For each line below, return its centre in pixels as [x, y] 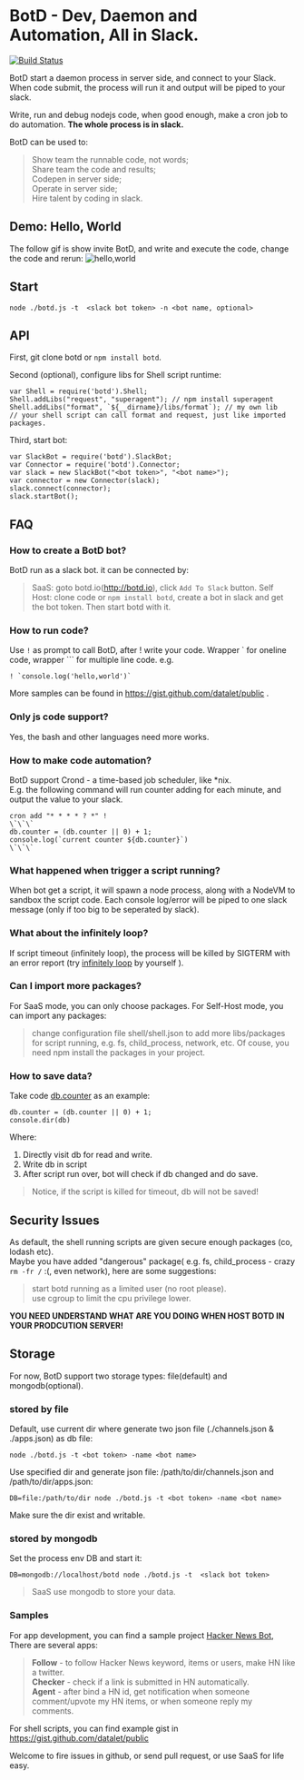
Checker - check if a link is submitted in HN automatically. [140, 1682]
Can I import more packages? [76, 986]
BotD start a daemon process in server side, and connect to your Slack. [143, 77]
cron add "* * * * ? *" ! [58, 816]
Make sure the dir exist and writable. [78, 1515]
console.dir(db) [40, 1121]
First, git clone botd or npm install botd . [85, 357]
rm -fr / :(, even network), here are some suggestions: [113, 1271]
